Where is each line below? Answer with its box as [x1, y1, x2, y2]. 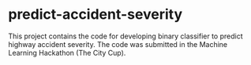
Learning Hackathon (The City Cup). [8, 48, 126, 57]
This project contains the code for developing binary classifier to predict [8, 31, 243, 41]
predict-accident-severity [8, 5, 183, 23]
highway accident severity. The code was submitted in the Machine [8, 39, 228, 49]
